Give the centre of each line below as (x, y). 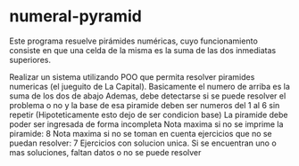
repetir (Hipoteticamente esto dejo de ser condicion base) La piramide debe (149, 115)
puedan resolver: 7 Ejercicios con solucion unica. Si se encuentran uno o (143, 143)
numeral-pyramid (76, 16)
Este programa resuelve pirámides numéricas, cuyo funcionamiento (134, 41)
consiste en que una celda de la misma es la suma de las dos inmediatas (143, 50)
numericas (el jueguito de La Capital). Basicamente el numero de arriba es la (149, 86)
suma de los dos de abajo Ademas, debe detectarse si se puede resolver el (148, 96)
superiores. (30, 59)
